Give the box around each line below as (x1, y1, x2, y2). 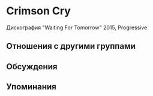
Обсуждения (6, 61, 58, 72)
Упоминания (6, 82, 57, 92)
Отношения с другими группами (6, 41, 136, 51)
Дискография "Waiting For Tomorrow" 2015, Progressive (6, 24, 148, 31)
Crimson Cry (6, 4, 71, 18)
